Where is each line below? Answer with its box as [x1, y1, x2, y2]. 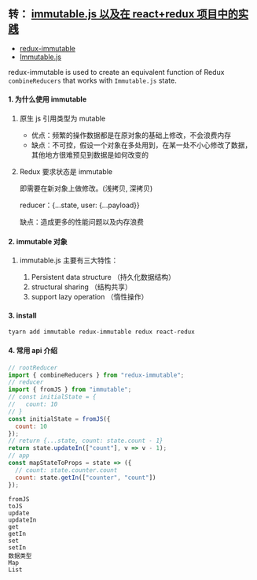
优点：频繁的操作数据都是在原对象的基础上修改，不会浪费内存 [31, 131, 232, 140]
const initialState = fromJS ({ [8, 415, 111, 423]
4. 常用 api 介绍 [8, 346, 57, 355]
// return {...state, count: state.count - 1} [8, 437, 163, 445]
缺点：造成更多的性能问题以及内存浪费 [19, 217, 144, 227]
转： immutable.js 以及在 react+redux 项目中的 [8, 7, 238, 21]
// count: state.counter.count [15, 466, 118, 474]
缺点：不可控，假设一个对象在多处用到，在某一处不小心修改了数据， [31, 140, 252, 150]
